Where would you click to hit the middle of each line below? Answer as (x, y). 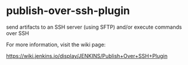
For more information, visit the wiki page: (56, 45)
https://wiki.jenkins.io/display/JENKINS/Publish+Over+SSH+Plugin (87, 56)
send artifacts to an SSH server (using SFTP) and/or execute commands (94, 27)
